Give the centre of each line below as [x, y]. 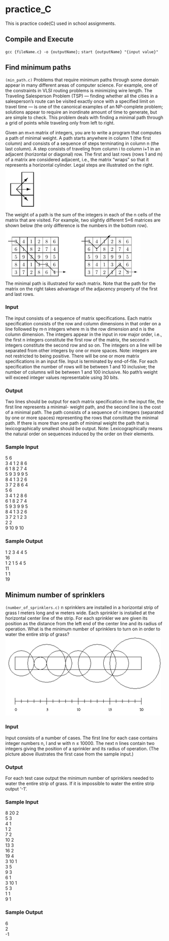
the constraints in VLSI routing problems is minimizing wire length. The [79, 90]
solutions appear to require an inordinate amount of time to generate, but [81, 112]
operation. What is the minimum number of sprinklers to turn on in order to [83, 629]
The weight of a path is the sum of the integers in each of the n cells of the [83, 214]
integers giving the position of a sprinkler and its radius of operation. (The [82, 748]
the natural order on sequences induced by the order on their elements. [80, 434]
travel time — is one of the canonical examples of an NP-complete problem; [84, 106]
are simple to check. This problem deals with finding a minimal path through [84, 117]
